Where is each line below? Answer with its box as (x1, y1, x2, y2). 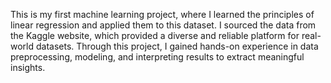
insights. (10, 62, 46, 73)
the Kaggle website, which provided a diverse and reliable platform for (10, 30, 300, 41)
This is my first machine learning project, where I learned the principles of (10, 9, 315, 20)
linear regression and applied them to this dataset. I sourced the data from (10, 19, 317, 31)
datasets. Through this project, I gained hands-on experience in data (35, 40, 319, 52)
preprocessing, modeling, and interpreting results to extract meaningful (10, 51, 305, 63)
